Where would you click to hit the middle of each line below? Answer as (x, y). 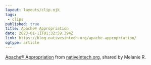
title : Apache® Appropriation (37, 29)
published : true (22, 24)
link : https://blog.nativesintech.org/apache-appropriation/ (71, 38)
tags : (11, 15)
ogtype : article (22, 43)
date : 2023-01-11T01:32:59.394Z (39, 33)
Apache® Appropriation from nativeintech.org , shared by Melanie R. (76, 57)
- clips (15, 19)
